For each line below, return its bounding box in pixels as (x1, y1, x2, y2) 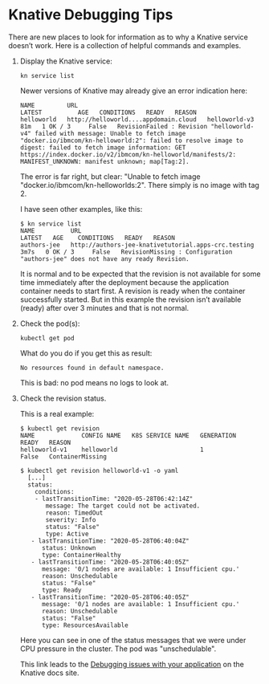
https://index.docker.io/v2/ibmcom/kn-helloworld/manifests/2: (19, 150, 237, 158)
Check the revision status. (19, 393, 107, 403)
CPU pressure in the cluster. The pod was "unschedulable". (19, 644, 217, 653)
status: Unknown (41, 544, 96, 552)
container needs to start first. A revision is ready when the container (19, 286, 246, 295)
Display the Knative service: (19, 56, 112, 66)
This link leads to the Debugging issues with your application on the (19, 659, 245, 669)
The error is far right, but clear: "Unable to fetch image (19, 171, 201, 181)
